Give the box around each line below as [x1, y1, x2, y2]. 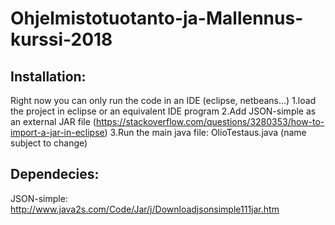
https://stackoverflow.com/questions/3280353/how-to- [95, 116, 325, 127]
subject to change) [10, 137, 88, 149]
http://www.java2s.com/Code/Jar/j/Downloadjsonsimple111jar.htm [10, 203, 280, 215]
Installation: [10, 68, 87, 85]
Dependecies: [10, 166, 100, 183]
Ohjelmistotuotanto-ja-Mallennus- [10, 7, 304, 30]
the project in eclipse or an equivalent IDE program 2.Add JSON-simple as [10, 105, 317, 117]
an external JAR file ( [10, 116, 97, 127]
